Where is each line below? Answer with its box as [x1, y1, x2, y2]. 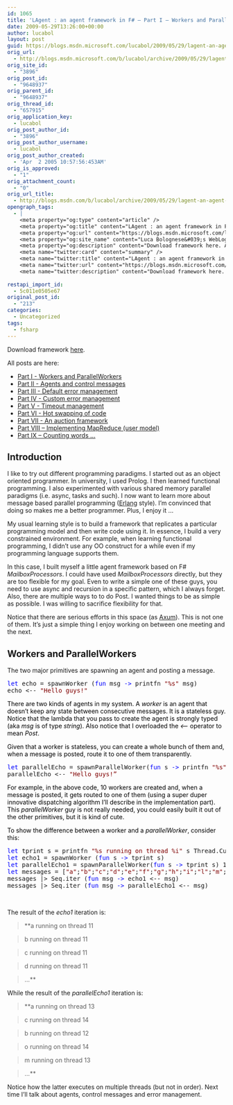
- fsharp [13, 326, 39, 333]
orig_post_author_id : [7, 126, 70, 133]
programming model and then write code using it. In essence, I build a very [7, 527, 221, 536]
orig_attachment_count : [7, 178, 76, 185]
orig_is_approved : [7, 164, 60, 172]
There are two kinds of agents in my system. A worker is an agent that [7, 700, 208, 708]
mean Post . [7, 729, 40, 737]
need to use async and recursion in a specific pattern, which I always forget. [7, 585, 225, 593]
